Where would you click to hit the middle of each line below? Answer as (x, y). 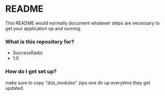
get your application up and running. (43, 28)
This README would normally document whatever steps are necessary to (82, 23)
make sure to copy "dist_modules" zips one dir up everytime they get (78, 83)
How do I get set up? (31, 71)
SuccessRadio (28, 53)
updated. (15, 88)
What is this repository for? (40, 41)
